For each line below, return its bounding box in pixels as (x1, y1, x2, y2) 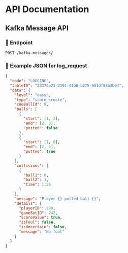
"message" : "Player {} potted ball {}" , (14, 196, 101, 201)
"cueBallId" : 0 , (14, 102, 49, 107)
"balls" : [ (14, 106, 38, 112)
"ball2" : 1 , (23, 177, 49, 183)
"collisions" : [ (14, 163, 49, 168)
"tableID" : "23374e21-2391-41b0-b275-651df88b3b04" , (10, 83, 124, 88)
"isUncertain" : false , (18, 225, 67, 230)
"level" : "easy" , (14, 92, 51, 97)
